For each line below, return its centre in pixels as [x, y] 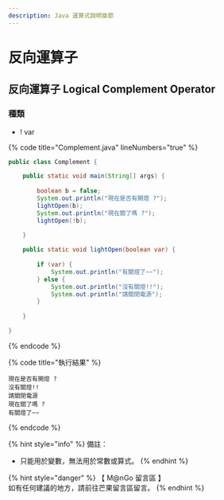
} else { [51, 279]
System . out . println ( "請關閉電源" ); [106, 294]
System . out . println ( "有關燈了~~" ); [107, 271]
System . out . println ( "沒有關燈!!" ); [107, 287]
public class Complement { [53, 162]
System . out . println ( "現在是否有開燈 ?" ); [102, 198]
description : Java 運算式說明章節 [61, 16]
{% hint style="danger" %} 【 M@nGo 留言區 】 [87, 478]
